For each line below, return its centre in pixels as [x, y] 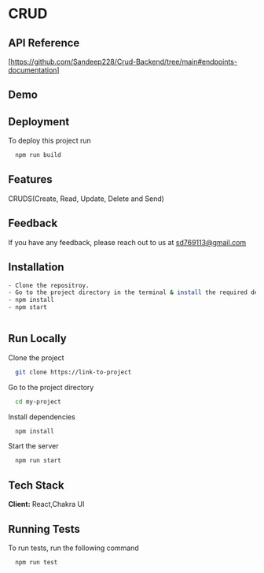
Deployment [39, 122]
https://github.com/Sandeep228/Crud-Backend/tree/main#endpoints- [124, 61]
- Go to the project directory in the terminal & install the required [128, 292]
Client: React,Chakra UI [46, 504]
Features [30, 179]
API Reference [44, 43]
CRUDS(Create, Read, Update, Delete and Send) [86, 199]
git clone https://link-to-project [73, 372]
